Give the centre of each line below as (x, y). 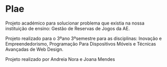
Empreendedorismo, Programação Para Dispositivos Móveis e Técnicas (81, 43)
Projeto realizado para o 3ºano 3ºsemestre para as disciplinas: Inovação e (84, 38)
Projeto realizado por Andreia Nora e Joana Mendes (60, 59)
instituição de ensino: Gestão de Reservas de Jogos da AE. (68, 28)
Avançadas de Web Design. (34, 49)
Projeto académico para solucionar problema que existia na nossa (75, 23)
